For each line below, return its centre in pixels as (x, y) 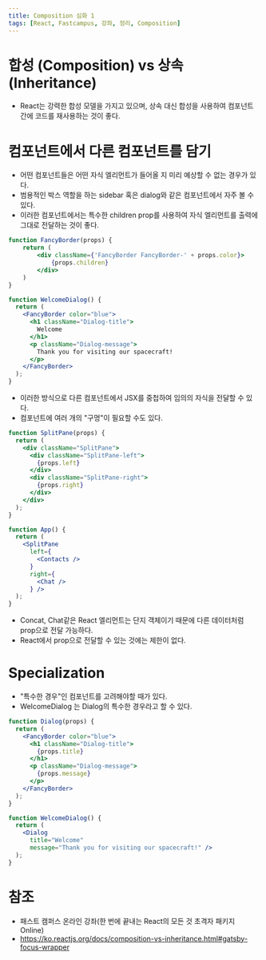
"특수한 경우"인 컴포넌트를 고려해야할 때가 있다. (93, 696)
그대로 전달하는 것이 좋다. (60, 225)
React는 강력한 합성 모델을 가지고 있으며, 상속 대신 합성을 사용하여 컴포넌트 (137, 106)
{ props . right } (60, 486)
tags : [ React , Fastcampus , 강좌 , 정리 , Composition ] (95, 23)
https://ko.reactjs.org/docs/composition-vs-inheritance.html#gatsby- (134, 938)
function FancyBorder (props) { (60, 240)
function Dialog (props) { (51, 722)
